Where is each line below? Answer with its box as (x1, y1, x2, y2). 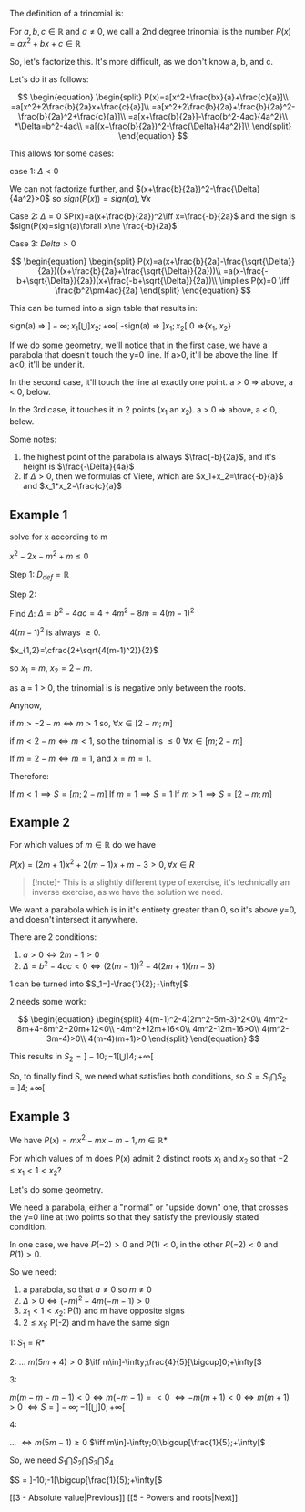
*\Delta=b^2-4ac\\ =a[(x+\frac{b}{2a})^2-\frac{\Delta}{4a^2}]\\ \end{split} (14, 120, 292, 131)
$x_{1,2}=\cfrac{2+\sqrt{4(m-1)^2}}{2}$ (9, 644, 159, 655)
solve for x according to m (9, 531, 107, 542)
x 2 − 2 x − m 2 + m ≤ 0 (9, 549, 89, 561)
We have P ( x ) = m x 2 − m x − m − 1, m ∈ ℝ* (9, 1133, 168, 1145)
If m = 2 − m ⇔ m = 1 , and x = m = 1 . (9, 753, 152, 764)
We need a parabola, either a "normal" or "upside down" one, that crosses (9, 1202, 289, 1213)
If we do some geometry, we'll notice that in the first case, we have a (9, 339, 268, 350)
